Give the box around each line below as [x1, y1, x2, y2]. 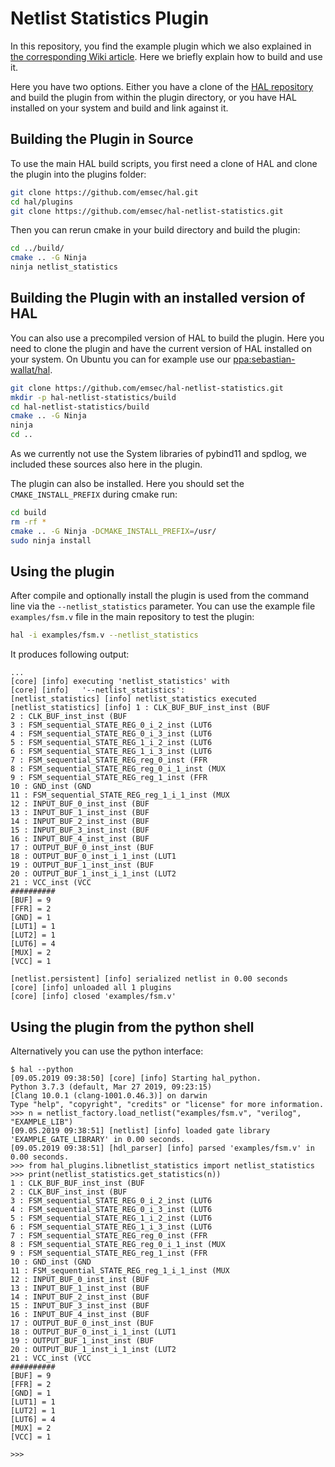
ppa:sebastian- [233, 353, 296, 365]
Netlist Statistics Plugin [10, 7, 210, 30]
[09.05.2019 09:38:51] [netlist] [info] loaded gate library [10, 1126, 271, 1136]
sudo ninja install [10, 535, 92, 546]
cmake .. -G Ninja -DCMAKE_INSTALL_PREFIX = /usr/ [10, 526, 217, 536]
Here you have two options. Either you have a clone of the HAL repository [10, 80, 314, 92]
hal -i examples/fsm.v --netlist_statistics [10, 630, 199, 641]
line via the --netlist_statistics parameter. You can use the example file [10, 600, 316, 612]
